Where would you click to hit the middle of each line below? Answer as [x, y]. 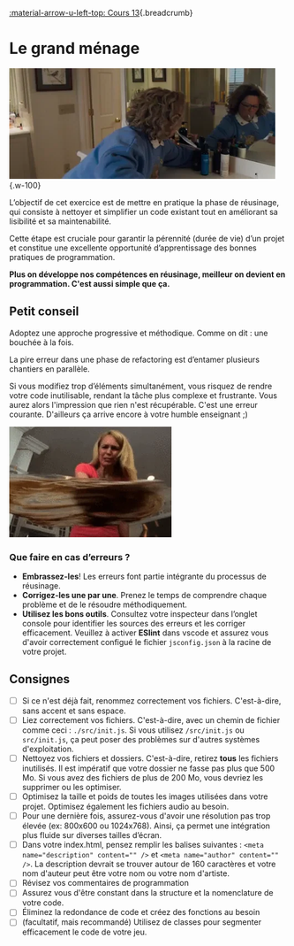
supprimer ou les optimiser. [72, 788]
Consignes [40, 679]
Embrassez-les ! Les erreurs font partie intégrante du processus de [144, 577]
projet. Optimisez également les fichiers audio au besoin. [125, 807]
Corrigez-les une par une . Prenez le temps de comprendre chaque [144, 596]
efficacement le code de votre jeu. [84, 932]
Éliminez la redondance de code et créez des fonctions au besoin [141, 912]
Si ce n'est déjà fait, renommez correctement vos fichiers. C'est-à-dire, [151, 700]
